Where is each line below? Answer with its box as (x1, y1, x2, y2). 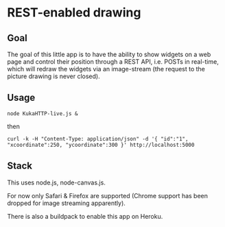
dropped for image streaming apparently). (7, 199, 126, 207)
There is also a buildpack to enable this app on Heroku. (7, 212, 163, 220)
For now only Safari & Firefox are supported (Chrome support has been (7, 191, 208, 200)
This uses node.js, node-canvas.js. (7, 178, 106, 187)
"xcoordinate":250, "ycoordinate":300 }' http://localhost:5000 (7, 141, 195, 148)
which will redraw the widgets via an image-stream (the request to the (7, 65, 206, 73)
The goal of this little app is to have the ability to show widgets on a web (7, 50, 211, 58)
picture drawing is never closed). (7, 72, 101, 80)
